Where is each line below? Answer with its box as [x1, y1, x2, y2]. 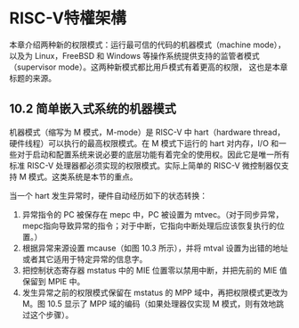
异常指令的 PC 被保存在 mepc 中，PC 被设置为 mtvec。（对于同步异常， [21, 209, 284, 219]
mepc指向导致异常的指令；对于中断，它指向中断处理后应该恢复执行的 [21, 220, 278, 231]
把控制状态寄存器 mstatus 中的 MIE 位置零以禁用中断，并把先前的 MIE [21, 265, 278, 275]
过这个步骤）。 [21, 309, 74, 320]
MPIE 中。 [47, 275, 85, 286]
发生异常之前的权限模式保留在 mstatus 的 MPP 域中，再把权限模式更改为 [21, 287, 288, 298]
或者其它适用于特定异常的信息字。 [21, 253, 148, 264]
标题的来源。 [9, 72, 56, 83]
